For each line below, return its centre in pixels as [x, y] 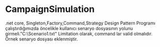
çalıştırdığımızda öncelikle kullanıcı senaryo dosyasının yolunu [69, 28]
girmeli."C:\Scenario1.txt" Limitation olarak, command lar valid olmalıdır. [79, 33]
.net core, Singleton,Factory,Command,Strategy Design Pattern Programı [80, 23]
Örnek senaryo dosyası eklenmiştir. [42, 39]
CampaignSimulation [50, 9]
